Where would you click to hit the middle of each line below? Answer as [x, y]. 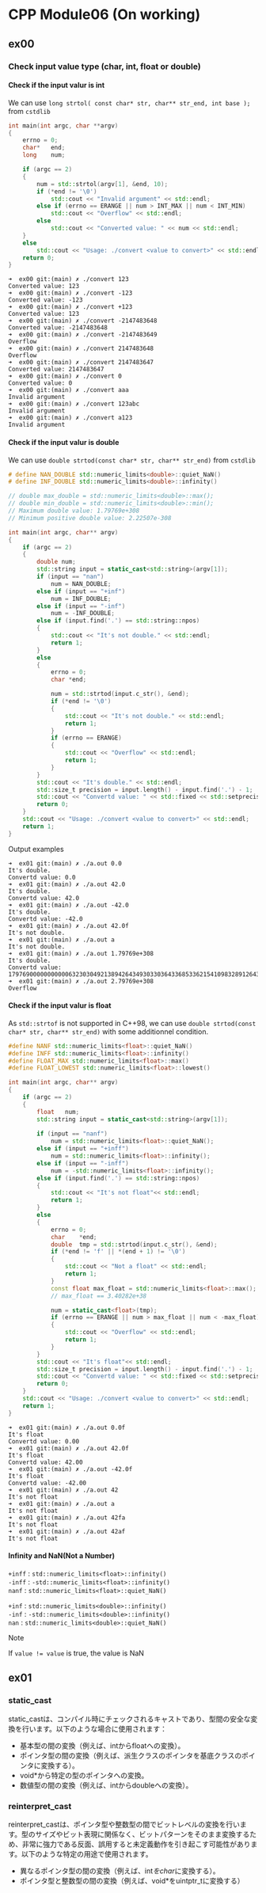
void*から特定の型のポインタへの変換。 [84, 1775]
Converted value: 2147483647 [56, 370]
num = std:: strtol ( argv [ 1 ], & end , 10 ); [103, 184]
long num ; [44, 155]
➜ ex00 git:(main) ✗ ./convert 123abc [74, 404]
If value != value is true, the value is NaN [76, 1653]
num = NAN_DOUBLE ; [81, 583]
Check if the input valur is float [60, 1005]
